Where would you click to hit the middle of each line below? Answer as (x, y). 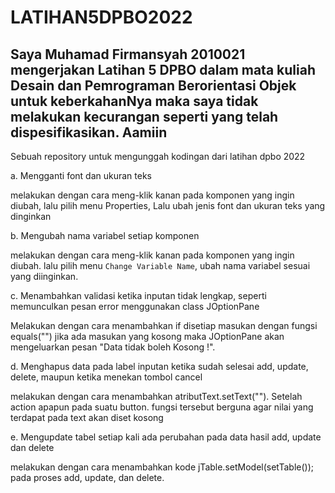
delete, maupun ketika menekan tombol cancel (106, 377)
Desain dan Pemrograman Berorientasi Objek (153, 85)
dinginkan (31, 216)
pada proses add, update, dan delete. (87, 477)
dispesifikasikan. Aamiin (89, 132)
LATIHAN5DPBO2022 (101, 17)
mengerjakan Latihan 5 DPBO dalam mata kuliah (163, 69)
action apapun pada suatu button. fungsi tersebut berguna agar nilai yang (162, 407)
